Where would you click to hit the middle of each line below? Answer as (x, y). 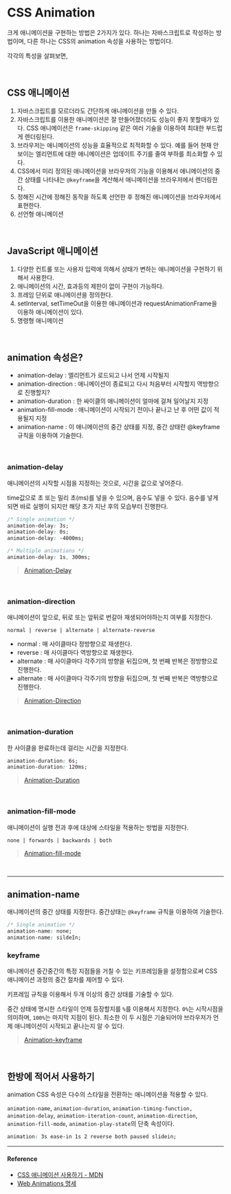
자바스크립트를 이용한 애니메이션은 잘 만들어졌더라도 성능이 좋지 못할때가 (114, 119)
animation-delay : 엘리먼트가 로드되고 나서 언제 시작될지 (93, 376)
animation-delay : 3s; (38, 525)
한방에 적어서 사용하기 (51, 1077)
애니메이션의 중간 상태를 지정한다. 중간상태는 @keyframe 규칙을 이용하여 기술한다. (115, 912)
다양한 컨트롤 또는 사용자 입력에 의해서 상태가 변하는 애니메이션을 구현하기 (116, 269)
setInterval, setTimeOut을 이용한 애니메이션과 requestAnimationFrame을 (117, 303)
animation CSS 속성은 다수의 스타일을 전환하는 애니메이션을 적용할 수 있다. (108, 1094)
